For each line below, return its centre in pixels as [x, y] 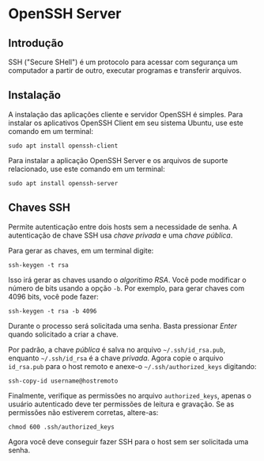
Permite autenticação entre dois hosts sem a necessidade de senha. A [123, 227]
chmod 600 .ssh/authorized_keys [61, 427]
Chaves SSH [40, 208]
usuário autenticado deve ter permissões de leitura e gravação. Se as [121, 404]
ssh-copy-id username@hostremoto [63, 381]
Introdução [36, 43]
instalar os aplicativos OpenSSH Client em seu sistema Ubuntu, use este [126, 123]
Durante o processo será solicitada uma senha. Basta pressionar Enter [123, 326]
